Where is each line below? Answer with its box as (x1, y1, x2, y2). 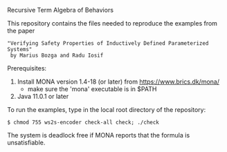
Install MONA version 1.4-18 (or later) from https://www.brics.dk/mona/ (17, 77, 220, 86)
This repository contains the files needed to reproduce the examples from (7, 19, 218, 27)
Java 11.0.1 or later (17, 93, 69, 100)
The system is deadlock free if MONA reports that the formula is (7, 131, 190, 139)
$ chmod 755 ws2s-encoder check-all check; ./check (7, 119, 159, 126)
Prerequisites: (7, 64, 47, 72)
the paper (7, 27, 35, 35)
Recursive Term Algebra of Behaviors (7, 6, 114, 14)
